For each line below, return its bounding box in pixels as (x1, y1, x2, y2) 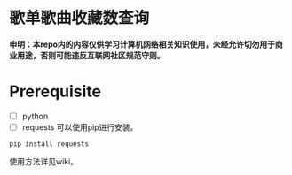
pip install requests (9, 140, 90, 148)
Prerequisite (9, 81, 102, 102)
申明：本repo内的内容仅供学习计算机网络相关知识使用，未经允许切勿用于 (9, 39, 276, 49)
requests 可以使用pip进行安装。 (21, 121, 138, 133)
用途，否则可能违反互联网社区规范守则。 (16, 49, 165, 60)
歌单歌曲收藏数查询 (9, 8, 150, 28)
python (21, 110, 49, 121)
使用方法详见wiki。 (9, 156, 78, 166)
